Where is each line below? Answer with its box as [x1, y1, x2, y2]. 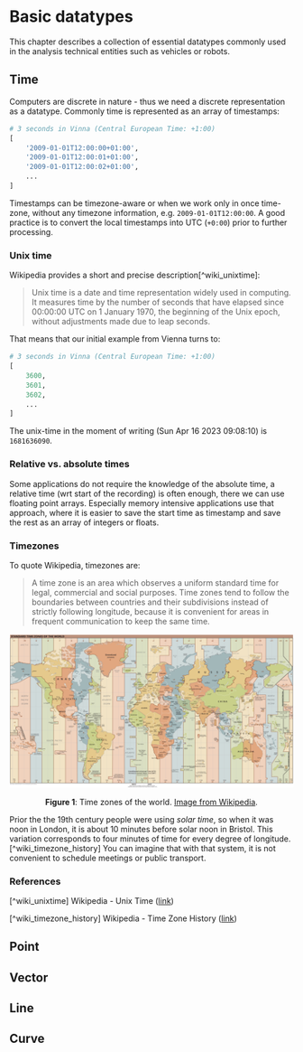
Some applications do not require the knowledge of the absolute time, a [9, 478, 275, 489]
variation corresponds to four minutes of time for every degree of [9, 833, 252, 844]
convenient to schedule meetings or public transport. [9, 852, 207, 863]
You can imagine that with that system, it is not [102, 842, 277, 853]
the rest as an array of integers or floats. [9, 517, 160, 528]
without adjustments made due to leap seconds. [31, 316, 211, 327]
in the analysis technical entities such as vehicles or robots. [9, 45, 230, 56]
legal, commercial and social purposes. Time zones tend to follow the [31, 587, 290, 597]
